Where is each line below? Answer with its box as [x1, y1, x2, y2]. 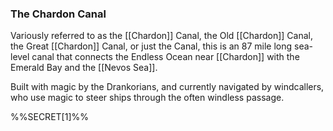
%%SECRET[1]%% [10, 111, 89, 123]
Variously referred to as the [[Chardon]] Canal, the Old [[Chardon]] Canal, [10, 30, 313, 42]
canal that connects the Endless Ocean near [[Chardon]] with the [31, 51, 300, 63]
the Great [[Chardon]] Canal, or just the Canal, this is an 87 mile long [10, 40, 293, 52]
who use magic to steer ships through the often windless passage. [10, 92, 285, 104]
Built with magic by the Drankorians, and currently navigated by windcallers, [10, 81, 325, 93]
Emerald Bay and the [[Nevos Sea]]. [10, 62, 158, 74]
